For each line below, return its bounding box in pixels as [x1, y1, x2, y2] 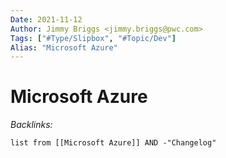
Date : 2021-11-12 [10, 14, 83, 25]
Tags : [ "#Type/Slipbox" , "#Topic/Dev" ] [10, 33, 177, 43]
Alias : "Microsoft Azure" [10, 42, 118, 53]
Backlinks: [10, 119, 53, 131]
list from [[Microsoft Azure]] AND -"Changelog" [10, 138, 217, 148]
